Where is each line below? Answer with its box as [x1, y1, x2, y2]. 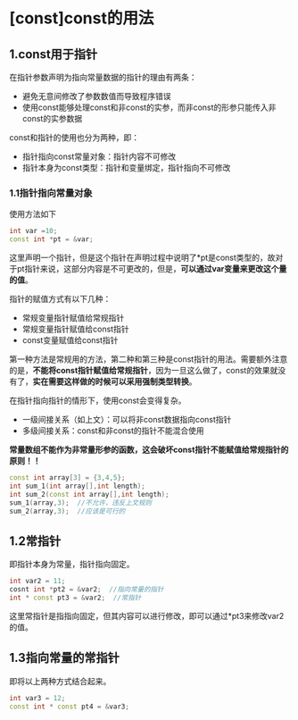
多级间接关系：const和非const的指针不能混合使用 [21, 425, 205, 436]
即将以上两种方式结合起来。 [9, 675, 112, 686]
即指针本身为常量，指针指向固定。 [9, 559, 135, 570]
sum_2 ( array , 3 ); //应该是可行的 [9, 507, 126, 515]
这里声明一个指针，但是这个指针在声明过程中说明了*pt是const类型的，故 [9, 252, 276, 264]
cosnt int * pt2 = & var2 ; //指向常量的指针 [9, 585, 164, 594]
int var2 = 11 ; [9, 577, 66, 586]
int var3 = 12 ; [9, 693, 66, 702]
